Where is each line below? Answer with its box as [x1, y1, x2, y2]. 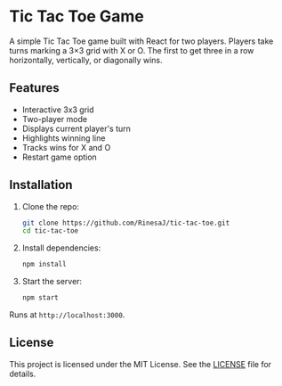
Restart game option [21, 152, 98, 162]
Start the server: [21, 276, 83, 287]
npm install [21, 260, 67, 269]
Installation [9, 177, 73, 193]
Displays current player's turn [21, 123, 132, 134]
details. [9, 368, 36, 379]
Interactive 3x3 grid [21, 104, 95, 115]
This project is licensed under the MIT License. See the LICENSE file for [9, 358, 272, 369]
